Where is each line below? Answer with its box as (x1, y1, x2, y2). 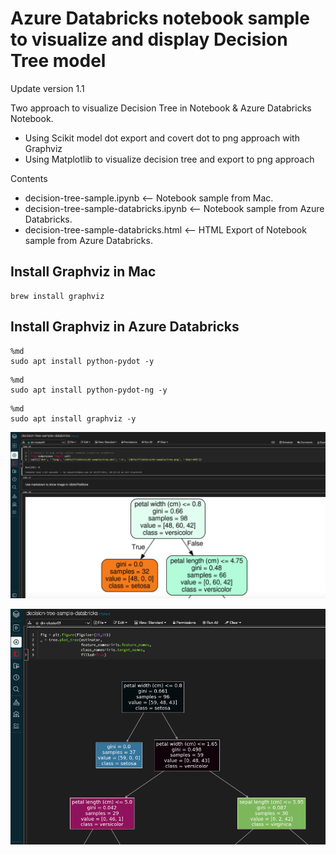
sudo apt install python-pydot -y (10, 356, 155, 366)
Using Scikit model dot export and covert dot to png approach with (24, 132, 300, 144)
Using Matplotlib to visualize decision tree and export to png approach (24, 153, 315, 165)
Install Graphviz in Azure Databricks (10, 318, 240, 336)
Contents (10, 172, 48, 184)
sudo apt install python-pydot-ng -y (10, 385, 168, 395)
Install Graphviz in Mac (10, 263, 157, 281)
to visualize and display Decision (10, 28, 288, 51)
